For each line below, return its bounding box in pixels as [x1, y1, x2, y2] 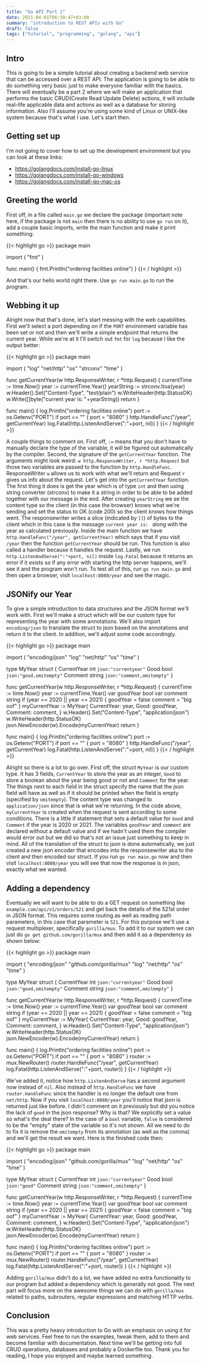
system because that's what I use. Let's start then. [6, 113, 130, 120]
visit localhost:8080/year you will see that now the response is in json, [6, 860, 181, 867]
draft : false [6, 25, 39, 32]
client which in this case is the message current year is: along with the [6, 521, 187, 528]
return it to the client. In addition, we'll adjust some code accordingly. [6, 631, 176, 638]
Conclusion [6, 1310, 50, 1321]
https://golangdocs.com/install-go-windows [14, 171, 124, 179]
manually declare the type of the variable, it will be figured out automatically [6, 444, 193, 451]
